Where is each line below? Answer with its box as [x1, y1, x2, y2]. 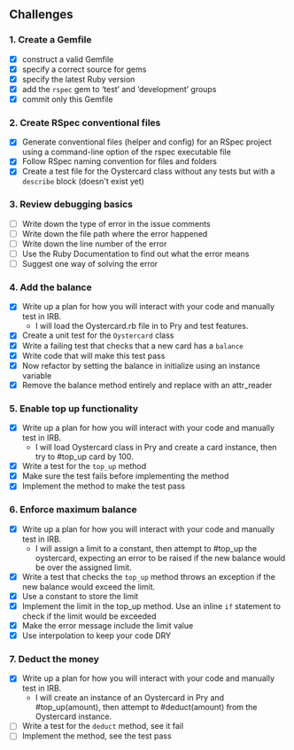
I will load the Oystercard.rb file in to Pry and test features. [35, 321, 249, 332]
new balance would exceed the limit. [21, 581, 156, 592]
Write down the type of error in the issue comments [21, 218, 211, 229]
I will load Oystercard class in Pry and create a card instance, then [35, 442, 277, 453]
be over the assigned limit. [35, 562, 132, 573]
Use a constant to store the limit [21, 590, 139, 601]
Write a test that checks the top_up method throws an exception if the [21, 571, 276, 582]
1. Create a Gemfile [9, 34, 92, 46]
